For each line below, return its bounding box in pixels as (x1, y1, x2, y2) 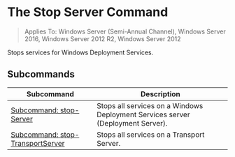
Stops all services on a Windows (97, 100, 204, 110)
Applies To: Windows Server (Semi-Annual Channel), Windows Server (24, 27, 226, 36)
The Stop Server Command (7, 4, 169, 20)
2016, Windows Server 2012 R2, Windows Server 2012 (24, 34, 181, 43)
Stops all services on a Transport (97, 130, 205, 140)
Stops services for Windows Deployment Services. (7, 48, 154, 57)
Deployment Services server (97, 110, 190, 119)
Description (141, 89, 180, 98)
